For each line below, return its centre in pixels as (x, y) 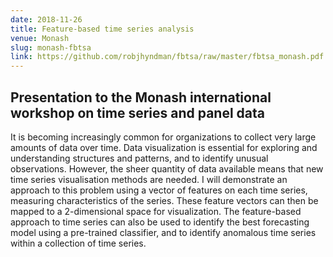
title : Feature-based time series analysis (102, 29)
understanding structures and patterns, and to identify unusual (139, 158)
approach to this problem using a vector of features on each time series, (159, 190)
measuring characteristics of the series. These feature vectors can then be (164, 200)
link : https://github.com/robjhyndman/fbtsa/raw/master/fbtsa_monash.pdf (167, 57)
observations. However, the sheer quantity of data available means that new (167, 168)
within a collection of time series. (78, 243)
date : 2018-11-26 (46, 19)
